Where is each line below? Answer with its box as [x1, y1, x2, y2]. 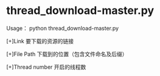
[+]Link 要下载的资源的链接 [6, 37, 74, 44]
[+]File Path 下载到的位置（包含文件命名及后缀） [6, 50, 128, 58]
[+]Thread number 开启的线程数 [6, 63, 86, 71]
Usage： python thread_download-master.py [6, 24, 119, 32]
